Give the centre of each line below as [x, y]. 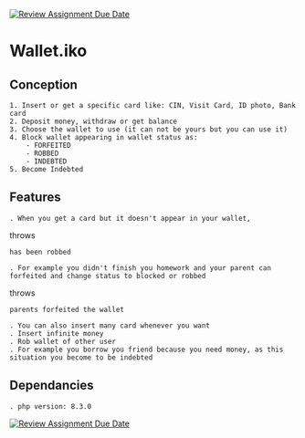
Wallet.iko [48, 51]
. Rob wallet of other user [63, 341]
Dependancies [52, 386]
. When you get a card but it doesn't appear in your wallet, [130, 218]
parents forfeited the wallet [67, 309]
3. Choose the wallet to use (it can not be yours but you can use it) [148, 130]
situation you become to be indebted [81, 357]
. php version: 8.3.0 [51, 406]
